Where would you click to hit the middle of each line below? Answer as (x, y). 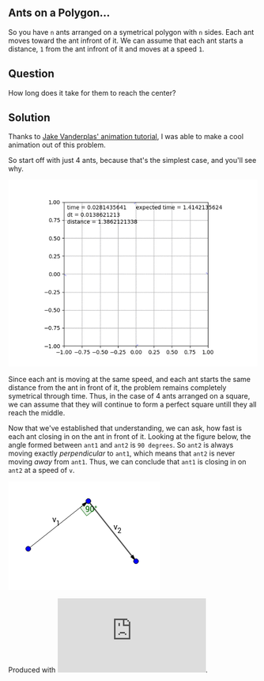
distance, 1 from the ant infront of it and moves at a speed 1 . (106, 49)
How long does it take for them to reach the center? (92, 93)
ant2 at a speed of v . (41, 471)
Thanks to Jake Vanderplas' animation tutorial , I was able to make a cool (126, 137)
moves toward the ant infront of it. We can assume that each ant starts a (126, 40)
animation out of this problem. (57, 145)
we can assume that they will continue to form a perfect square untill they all (132, 405)
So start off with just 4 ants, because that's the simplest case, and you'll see (132, 161)
